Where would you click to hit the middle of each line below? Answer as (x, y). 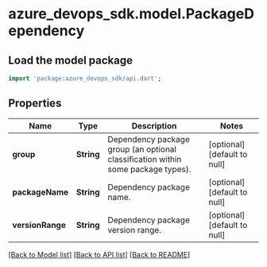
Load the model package (71, 60)
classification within (145, 159)
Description (154, 126)
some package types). (149, 169)
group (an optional (142, 149)
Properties (35, 103)
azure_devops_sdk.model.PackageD (131, 14)
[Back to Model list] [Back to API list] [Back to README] (99, 254)
